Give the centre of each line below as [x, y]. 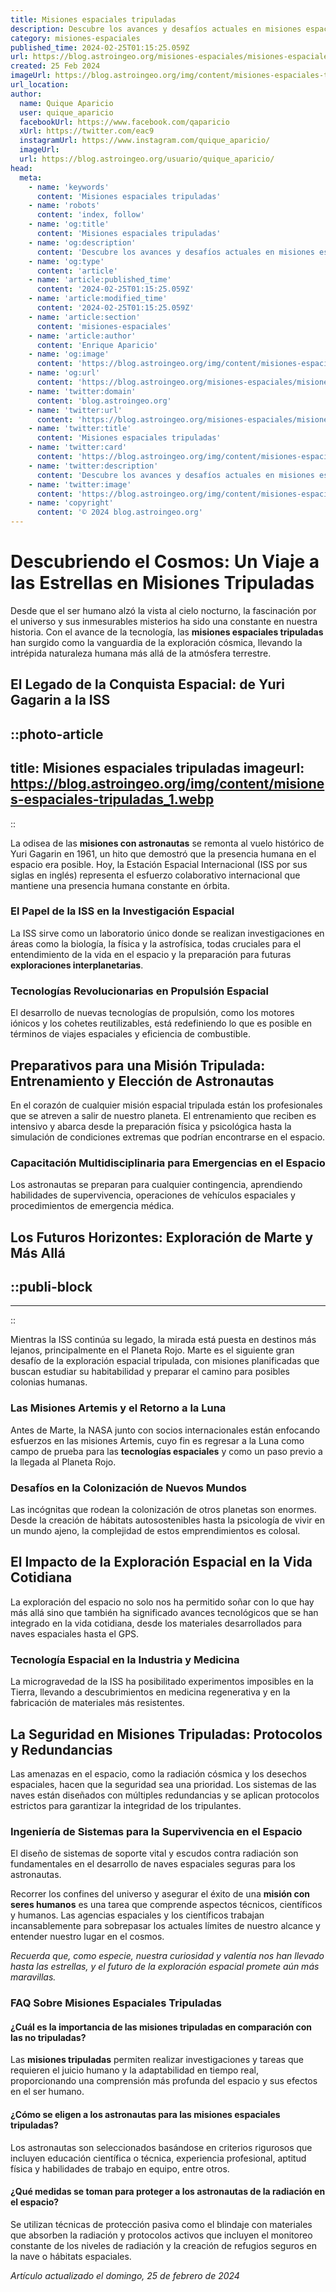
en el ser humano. [47, 2092]
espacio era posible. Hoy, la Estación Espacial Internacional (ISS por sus [159, 864]
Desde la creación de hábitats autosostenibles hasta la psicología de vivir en [167, 1520]
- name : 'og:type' [66, 261]
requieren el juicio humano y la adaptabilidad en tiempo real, [134, 2070]
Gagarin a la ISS [60, 700]
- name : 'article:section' [84, 317]
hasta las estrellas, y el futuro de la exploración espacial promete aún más [165, 1967]
